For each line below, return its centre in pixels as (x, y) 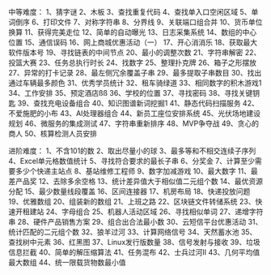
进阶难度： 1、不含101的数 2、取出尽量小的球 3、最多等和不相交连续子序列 (132, 151)
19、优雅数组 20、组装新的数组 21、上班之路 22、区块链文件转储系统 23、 (132, 202)
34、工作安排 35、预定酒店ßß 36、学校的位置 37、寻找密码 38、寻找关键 (131, 93)
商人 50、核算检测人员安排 (53, 133)
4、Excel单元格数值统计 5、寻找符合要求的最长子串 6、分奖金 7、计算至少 (132, 161)
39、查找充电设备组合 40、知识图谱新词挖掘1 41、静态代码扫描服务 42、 (138, 103)
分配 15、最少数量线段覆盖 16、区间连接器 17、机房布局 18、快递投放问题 (129, 191)
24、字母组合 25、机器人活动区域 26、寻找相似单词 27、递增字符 (155, 212)
